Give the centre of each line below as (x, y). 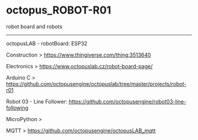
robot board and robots (34, 26)
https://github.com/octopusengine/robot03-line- (128, 101)
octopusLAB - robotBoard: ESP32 (47, 43)
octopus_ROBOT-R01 (59, 10)
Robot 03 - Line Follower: (37, 101)
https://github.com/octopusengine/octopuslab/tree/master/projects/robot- (96, 84)
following (17, 108)
